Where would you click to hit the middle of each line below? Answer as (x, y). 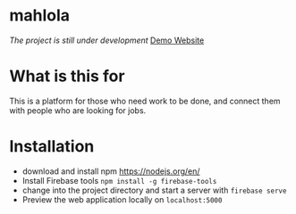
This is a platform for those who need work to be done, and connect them (145, 101)
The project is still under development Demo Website (107, 40)
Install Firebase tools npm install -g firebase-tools (119, 180)
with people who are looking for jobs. (78, 110)
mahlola (39, 16)
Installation (52, 147)
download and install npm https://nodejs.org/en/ (111, 171)
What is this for (67, 76)
